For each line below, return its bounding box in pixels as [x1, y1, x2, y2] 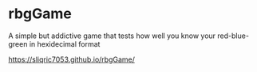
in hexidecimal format [29, 39, 101, 48]
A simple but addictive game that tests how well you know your [8, 31, 216, 40]
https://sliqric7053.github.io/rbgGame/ [8, 55, 136, 64]
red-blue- [217, 31, 250, 40]
